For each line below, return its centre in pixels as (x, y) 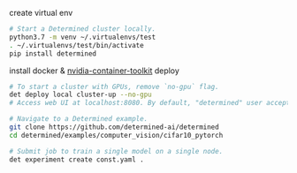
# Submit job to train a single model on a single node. (116, 151)
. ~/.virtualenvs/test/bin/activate (76, 45)
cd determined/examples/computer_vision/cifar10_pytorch (116, 135)
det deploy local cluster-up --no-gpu (80, 95)
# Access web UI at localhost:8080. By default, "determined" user (136, 103)
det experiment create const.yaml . (76, 159)
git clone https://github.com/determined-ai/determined (114, 127)
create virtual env (41, 13)
